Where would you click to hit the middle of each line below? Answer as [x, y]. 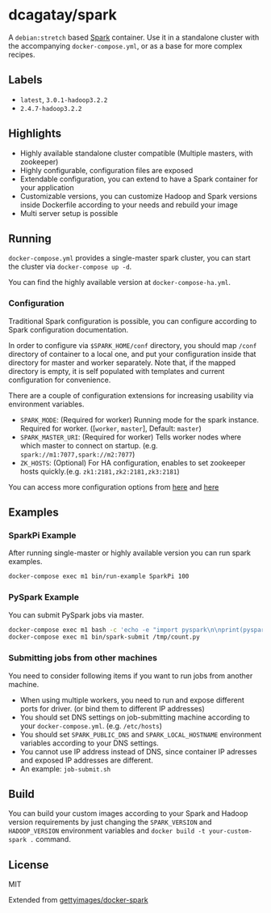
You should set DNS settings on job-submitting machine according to [135, 717]
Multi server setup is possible [69, 213]
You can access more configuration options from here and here [114, 486]
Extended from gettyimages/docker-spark [78, 900]
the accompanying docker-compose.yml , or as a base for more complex [125, 45]
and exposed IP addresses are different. [86, 760]
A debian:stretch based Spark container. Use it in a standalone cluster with [134, 37]
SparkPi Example [42, 535]
